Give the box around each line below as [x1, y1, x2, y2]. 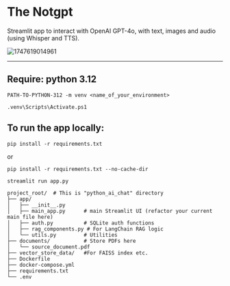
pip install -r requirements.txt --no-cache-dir [7, 166, 149, 172]
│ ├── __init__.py [7, 201, 66, 209]
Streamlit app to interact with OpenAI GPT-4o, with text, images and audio [7, 27, 216, 35]
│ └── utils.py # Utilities [7, 231, 118, 238]
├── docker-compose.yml [7, 261, 75, 268]
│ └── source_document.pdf [7, 244, 90, 250]
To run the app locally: [7, 122, 105, 134]
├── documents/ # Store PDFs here [7, 237, 136, 244]
